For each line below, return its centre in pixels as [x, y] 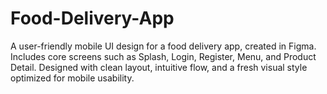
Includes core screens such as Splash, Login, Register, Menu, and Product [163, 56]
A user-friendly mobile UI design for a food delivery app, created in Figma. [163, 46]
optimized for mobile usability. [72, 78]
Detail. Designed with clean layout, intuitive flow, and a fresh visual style [159, 67]
